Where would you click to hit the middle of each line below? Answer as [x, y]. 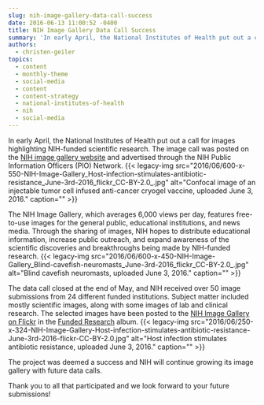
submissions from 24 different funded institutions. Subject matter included [128, 296]
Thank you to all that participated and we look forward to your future [119, 385]
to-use [19, 222]
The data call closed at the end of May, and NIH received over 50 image [125, 288]
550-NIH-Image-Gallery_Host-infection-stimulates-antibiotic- [107, 173]
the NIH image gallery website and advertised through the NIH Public [120, 157]
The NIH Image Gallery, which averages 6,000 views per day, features [121, 214]
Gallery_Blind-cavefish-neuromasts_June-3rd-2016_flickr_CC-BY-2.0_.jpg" [128, 264]
